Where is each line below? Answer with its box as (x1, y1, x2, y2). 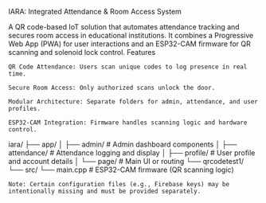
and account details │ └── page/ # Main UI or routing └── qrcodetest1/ (8, 157, 244, 166)
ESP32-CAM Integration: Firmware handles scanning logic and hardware (8, 119, 248, 127)
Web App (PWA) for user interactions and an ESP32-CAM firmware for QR (8, 39, 251, 49)
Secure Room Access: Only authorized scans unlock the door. (8, 84, 216, 92)
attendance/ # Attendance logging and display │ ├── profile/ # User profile (8, 148, 256, 158)
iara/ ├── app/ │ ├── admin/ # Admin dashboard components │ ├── (8, 139, 237, 149)
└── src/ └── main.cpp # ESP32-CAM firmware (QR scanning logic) (8, 165, 235, 174)
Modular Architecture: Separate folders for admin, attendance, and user (8, 98, 259, 106)
